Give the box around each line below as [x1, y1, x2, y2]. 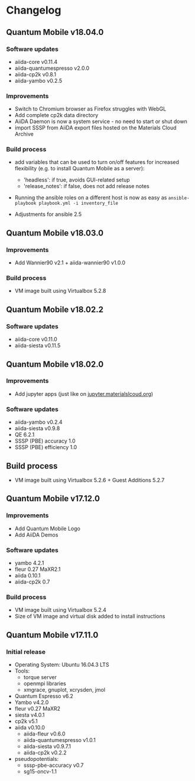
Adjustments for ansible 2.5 [14, 211, 82, 218]
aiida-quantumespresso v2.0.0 [14, 64, 90, 72]
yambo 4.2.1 [14, 559, 44, 566]
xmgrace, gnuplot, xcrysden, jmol [23, 686, 105, 693]
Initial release [6, 647, 46, 656]
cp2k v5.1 [14, 717, 38, 725]
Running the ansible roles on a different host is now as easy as [14, 194, 167, 201]
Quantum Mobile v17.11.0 [6, 630, 99, 640]
